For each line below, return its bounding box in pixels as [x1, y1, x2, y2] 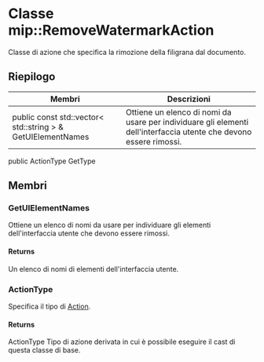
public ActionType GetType [8, 156, 96, 166]
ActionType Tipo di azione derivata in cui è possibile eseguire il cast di [8, 337, 236, 346]
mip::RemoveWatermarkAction [8, 21, 214, 39]
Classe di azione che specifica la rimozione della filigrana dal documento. [8, 47, 246, 57]
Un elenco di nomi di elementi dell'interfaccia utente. [8, 264, 179, 273]
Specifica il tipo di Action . [8, 302, 91, 311]
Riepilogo [8, 70, 56, 83]
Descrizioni [167, 93, 211, 104]
